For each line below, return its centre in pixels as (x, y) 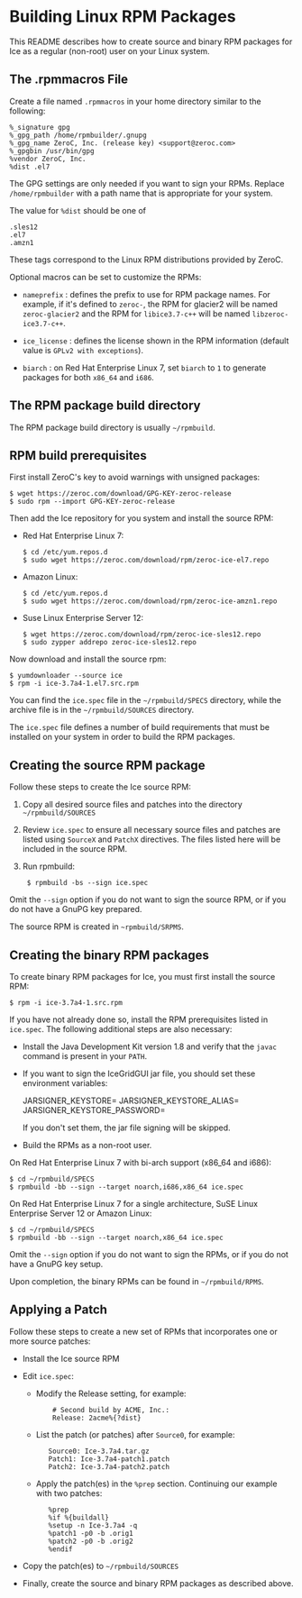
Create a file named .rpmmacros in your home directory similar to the (135, 101)
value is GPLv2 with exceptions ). (83, 350)
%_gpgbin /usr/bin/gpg (52, 151)
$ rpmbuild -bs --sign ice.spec (87, 883)
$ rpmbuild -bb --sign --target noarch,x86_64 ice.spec (116, 1237)
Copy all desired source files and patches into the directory (133, 805)
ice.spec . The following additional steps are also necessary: (121, 1029)
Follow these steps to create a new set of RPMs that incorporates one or (143, 1331)
